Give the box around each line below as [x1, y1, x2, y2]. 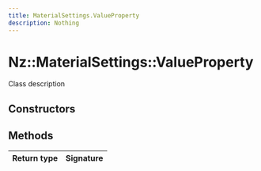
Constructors [8, 102, 76, 116]
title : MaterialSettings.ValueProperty [8, 11, 140, 20]
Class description [8, 79, 66, 89]
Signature [66, 152, 104, 163]
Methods [8, 129, 54, 142]
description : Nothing [8, 19, 80, 27]
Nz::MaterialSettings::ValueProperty [8, 53, 254, 71]
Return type [12, 152, 59, 163]
